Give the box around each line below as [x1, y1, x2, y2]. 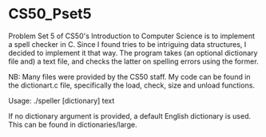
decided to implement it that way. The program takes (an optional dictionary [8, 48, 258, 57]
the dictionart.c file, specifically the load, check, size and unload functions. [8, 80, 256, 90]
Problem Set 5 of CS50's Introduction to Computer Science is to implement [8, 31, 256, 41]
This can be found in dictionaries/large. [8, 119, 137, 129]
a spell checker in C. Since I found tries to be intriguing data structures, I [8, 39, 247, 49]
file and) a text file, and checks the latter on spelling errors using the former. [8, 57, 259, 66]
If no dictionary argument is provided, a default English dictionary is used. [8, 111, 252, 120]
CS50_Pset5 [8, 5, 92, 23]
